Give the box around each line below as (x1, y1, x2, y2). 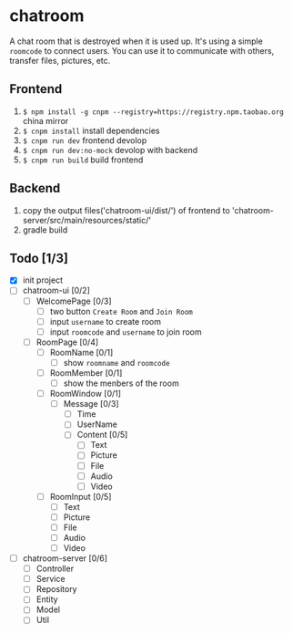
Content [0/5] (76, 430, 128, 441)
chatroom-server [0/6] (22, 553, 107, 564)
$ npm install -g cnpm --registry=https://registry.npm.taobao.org (22, 107, 284, 117)
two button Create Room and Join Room (49, 306, 193, 316)
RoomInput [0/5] (49, 491, 112, 502)
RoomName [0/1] (49, 347, 114, 358)
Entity (35, 594, 58, 605)
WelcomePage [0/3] (35, 296, 112, 306)
